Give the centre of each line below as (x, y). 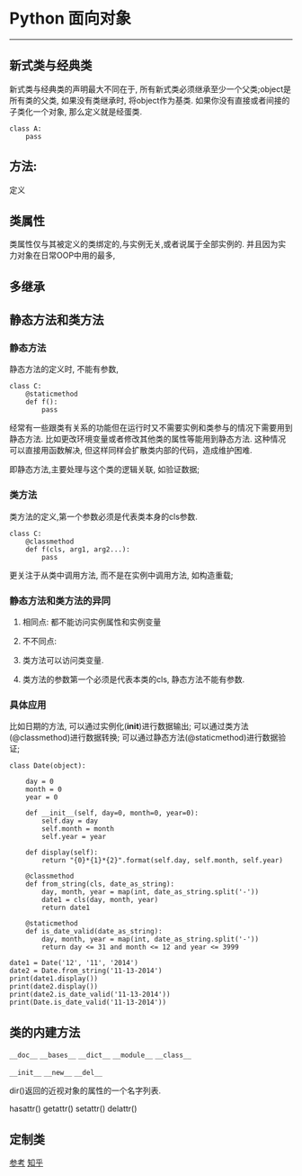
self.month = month (78, 829)
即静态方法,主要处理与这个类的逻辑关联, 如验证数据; (105, 469)
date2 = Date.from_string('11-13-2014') (86, 971)
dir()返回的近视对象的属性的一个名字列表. (85, 1090)
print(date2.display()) (54, 987)
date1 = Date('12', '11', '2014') (74, 963)
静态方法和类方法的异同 (60, 600)
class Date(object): (48, 766)
